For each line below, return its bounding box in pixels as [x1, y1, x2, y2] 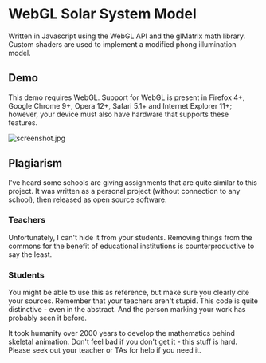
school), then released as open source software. [8, 195, 167, 204]
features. [8, 117, 38, 128]
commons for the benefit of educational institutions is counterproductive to [8, 241, 255, 251]
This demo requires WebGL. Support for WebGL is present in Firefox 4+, [8, 93, 245, 102]
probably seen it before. [8, 313, 88, 323]
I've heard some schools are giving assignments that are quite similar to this [8, 177, 257, 187]
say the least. [8, 249, 53, 259]
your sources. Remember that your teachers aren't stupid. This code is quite [8, 296, 259, 306]
